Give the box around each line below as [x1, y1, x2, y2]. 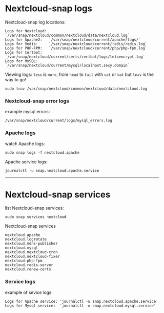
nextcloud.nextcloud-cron [5, 250, 58, 255]
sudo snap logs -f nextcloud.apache [5, 150, 80, 155]
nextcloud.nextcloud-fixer [5, 254, 60, 259]
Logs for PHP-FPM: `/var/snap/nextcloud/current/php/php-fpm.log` [5, 46, 147, 50]
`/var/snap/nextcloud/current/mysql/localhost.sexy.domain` [5, 63, 130, 68]
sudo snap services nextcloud [5, 215, 67, 219]
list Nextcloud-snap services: [5, 205, 64, 211]
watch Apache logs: [5, 141, 45, 146]
